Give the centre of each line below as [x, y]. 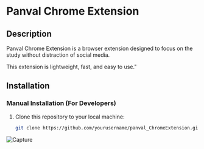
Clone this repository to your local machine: [70, 117]
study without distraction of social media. [58, 55]
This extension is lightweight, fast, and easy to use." [72, 67]
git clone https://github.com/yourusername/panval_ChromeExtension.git [108, 128]
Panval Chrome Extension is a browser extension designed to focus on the [100, 48]
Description [29, 34]
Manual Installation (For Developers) [62, 103]
